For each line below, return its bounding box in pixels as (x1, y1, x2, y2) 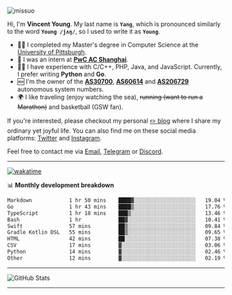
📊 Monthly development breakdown (7, 181, 115, 189)
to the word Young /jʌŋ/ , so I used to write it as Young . (7, 28, 160, 35)
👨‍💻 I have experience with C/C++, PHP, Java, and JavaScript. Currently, (17, 63, 222, 70)
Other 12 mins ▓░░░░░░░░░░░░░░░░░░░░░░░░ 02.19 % (7, 254, 227, 262)
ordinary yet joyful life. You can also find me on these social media (7, 126, 196, 135)
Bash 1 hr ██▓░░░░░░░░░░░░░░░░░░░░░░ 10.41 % (7, 216, 227, 223)
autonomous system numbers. (17, 85, 104, 93)
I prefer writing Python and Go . (17, 70, 107, 78)
